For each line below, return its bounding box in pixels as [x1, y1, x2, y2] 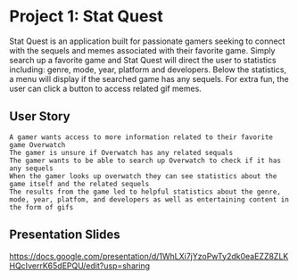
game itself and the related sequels [9, 179, 150, 188]
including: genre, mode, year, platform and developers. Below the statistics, [9, 64, 287, 75]
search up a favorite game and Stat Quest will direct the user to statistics [9, 54, 277, 65]
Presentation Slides [9, 227, 120, 243]
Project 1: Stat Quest [9, 6, 163, 27]
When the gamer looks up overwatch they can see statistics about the [9, 171, 277, 180]
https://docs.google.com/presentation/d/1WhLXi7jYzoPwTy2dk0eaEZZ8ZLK [9, 251, 289, 261]
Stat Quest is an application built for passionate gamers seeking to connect [9, 36, 286, 46]
